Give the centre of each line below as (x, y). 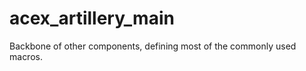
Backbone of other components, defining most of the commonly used (153, 46)
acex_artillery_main (92, 18)
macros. (26, 56)
